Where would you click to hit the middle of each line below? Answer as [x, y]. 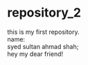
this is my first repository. [43, 32]
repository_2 [44, 13]
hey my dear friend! [35, 54]
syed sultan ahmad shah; [43, 46]
